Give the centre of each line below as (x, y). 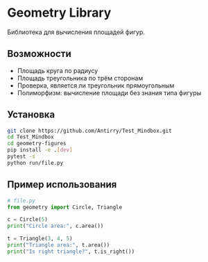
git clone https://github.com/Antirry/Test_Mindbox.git (89, 131)
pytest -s (21, 157)
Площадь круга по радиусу (58, 70)
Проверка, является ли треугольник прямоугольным (96, 85)
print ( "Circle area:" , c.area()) (55, 226)
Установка (31, 115)
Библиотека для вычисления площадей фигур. (76, 32)
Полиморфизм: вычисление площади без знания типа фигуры (109, 92)
